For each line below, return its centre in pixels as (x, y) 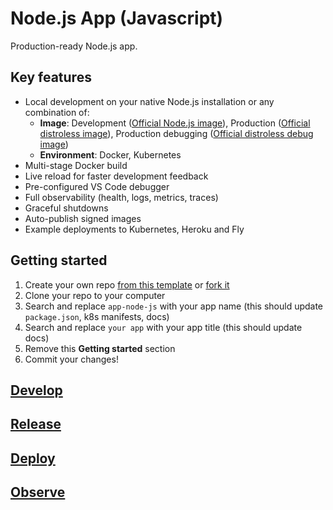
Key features (51, 77)
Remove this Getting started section (100, 348)
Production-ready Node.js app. (74, 46)
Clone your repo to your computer (95, 295)
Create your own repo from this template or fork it (127, 284)
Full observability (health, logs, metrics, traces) (121, 197)
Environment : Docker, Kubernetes (110, 154)
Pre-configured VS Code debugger (97, 186)
